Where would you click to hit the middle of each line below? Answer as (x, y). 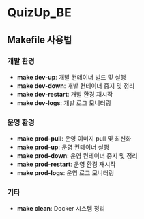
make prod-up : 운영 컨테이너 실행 (63, 147)
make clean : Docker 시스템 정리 (61, 209)
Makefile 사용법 (40, 39)
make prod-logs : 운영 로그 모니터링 (66, 173)
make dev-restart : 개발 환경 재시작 (65, 94)
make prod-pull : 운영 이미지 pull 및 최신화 (74, 139)
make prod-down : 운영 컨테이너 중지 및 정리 (77, 156)
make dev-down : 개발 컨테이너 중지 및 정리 (76, 85)
